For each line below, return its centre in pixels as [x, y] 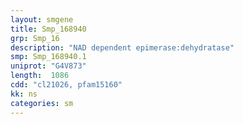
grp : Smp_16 [35, 38]
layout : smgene [42, 19]
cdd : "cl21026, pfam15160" [66, 85]
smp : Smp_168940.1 [48, 57]
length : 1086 [40, 76]
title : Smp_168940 [48, 29]
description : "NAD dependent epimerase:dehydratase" [122, 47]
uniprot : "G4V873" [48, 66]
